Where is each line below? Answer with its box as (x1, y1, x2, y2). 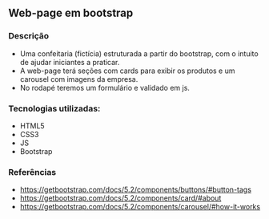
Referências (8, 166, 57, 177)
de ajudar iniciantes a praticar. (19, 57, 120, 67)
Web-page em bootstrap (8, 6, 134, 20)
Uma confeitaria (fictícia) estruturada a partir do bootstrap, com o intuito (19, 48, 259, 59)
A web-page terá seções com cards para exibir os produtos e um (19, 66, 235, 75)
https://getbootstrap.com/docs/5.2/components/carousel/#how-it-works (19, 202, 261, 212)
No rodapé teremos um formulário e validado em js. (19, 83, 191, 92)
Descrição (8, 30, 50, 42)
